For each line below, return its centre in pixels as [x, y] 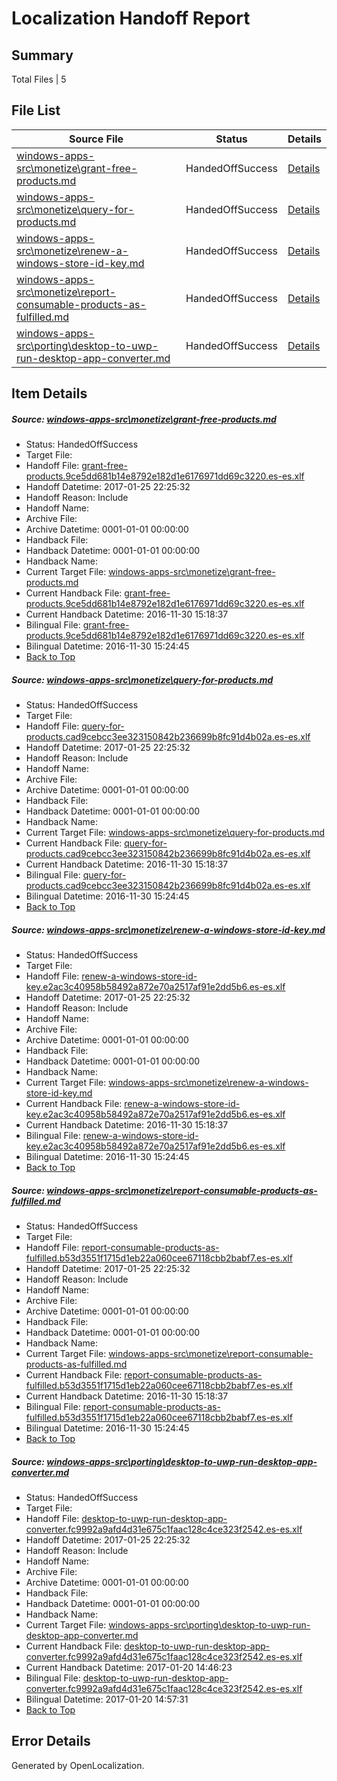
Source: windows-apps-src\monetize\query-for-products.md [142, 679]
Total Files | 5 [39, 79]
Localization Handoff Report [131, 18]
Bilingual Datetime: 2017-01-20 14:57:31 [107, 1699]
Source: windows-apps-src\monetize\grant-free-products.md [144, 419]
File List [36, 110]
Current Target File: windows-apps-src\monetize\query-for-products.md [175, 833]
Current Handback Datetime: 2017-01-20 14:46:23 [129, 1668]
